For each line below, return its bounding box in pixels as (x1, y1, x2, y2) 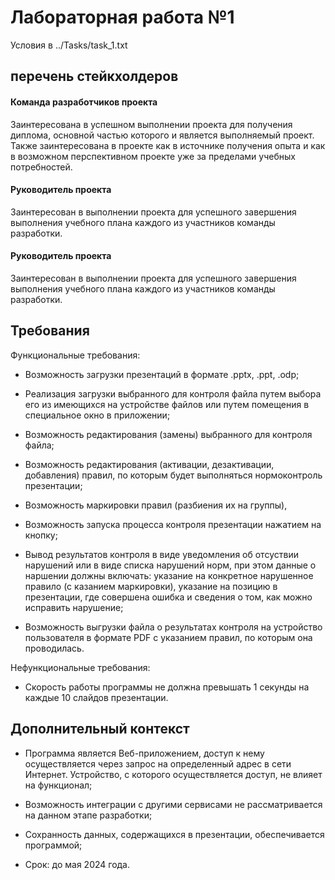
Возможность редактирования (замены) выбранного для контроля (24, 428, 313, 440)
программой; (24, 839, 83, 851)
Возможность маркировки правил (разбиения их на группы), (24, 499, 288, 511)
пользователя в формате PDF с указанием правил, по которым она (24, 631, 313, 643)
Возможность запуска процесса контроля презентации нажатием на (24, 518, 322, 530)
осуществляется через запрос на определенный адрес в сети (24, 757, 292, 770)
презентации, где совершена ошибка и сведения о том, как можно (24, 591, 313, 603)
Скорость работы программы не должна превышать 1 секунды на (24, 681, 310, 693)
